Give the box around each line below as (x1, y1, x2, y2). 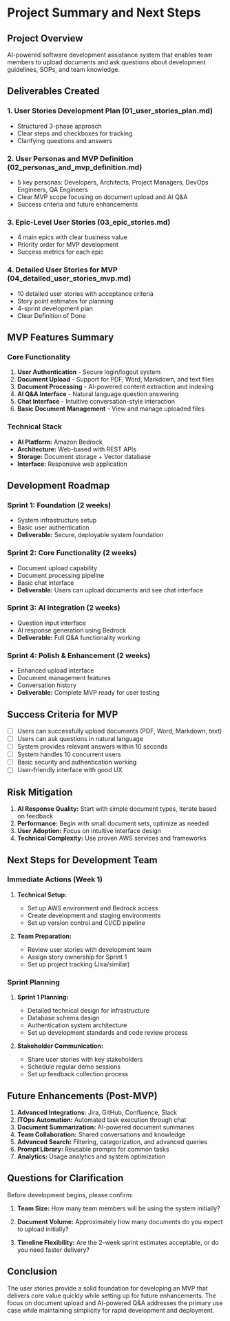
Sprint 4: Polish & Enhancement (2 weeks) (7, 650, 151, 660)
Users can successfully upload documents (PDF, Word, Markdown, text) (17, 727, 222, 735)
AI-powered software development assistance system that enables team (7, 50, 213, 59)
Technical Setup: (17, 890, 67, 899)
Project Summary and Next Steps (7, 5, 201, 21)
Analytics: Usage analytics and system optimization (17, 1152, 166, 1161)
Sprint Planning (7, 977, 61, 986)
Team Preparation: (17, 932, 72, 940)
